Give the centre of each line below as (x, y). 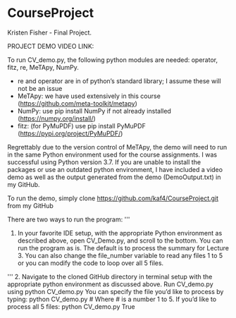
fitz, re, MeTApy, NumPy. (43, 67)
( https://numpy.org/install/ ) (57, 118)
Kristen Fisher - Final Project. (50, 32)
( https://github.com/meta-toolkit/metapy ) (77, 103)
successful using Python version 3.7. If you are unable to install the (104, 162)
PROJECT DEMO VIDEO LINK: (51, 46)
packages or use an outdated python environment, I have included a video (115, 169)
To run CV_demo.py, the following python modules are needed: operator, (113, 60)
